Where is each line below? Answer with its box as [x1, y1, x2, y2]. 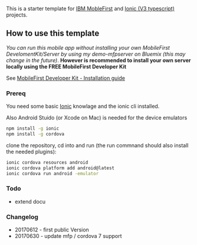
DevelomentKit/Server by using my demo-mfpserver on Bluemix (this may [6, 50, 186, 57]
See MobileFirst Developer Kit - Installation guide [6, 74, 126, 82]
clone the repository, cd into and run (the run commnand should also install [6, 141, 189, 149]
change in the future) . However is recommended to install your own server [6, 56, 191, 64]
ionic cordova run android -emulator [6, 170, 99, 176]
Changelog [6, 212, 38, 221]
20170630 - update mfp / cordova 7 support [14, 233, 122, 240]
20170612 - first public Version [14, 226, 90, 233]
